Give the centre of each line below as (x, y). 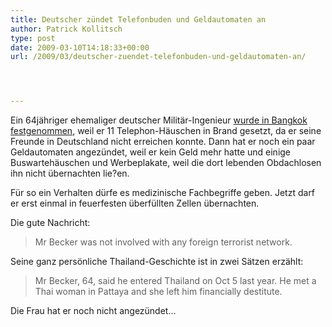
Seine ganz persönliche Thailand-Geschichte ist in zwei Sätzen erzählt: (157, 262)
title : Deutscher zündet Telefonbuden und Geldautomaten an (138, 19)
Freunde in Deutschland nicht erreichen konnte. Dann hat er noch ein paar (163, 142)
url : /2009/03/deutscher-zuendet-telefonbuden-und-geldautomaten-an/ (158, 57)
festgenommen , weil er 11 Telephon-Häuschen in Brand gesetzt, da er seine (166, 131)
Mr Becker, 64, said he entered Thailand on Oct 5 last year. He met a (175, 281)
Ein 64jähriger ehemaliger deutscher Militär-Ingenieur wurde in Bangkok (159, 120)
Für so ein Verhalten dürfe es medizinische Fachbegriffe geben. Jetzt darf (163, 193)
